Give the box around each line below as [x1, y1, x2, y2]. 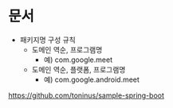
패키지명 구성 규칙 [19, 35, 76, 44]
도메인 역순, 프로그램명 [31, 44, 103, 54]
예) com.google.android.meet [43, 75, 140, 84]
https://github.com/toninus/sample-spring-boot [8, 91, 165, 100]
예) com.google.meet [43, 55, 113, 64]
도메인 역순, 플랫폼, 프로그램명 [31, 64, 126, 74]
